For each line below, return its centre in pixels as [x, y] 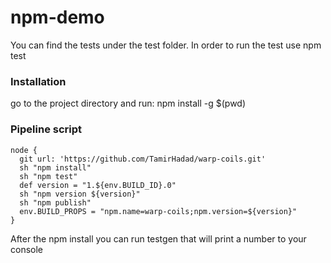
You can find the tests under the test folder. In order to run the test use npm [166, 45]
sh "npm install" [55, 167]
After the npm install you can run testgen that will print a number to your [158, 238]
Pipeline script [46, 129]
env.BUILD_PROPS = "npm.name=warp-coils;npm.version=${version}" [158, 211]
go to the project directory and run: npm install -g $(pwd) [128, 103]
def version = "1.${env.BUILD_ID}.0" [98, 185]
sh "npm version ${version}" [80, 194]
